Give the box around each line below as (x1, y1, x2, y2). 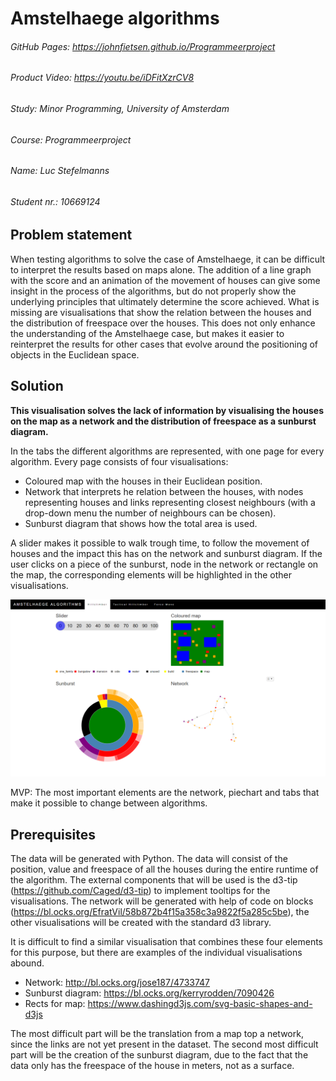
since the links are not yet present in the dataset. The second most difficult (10, 1038, 319, 1050)
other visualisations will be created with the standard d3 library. (10, 916, 272, 928)
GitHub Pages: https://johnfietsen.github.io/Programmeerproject (10, 40, 276, 52)
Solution (10, 378, 64, 395)
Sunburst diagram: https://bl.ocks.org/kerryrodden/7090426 (24, 987, 275, 999)
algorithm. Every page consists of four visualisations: (10, 455, 229, 467)
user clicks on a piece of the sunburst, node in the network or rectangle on (10, 558, 319, 570)
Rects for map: (24, 997, 86, 1009)
